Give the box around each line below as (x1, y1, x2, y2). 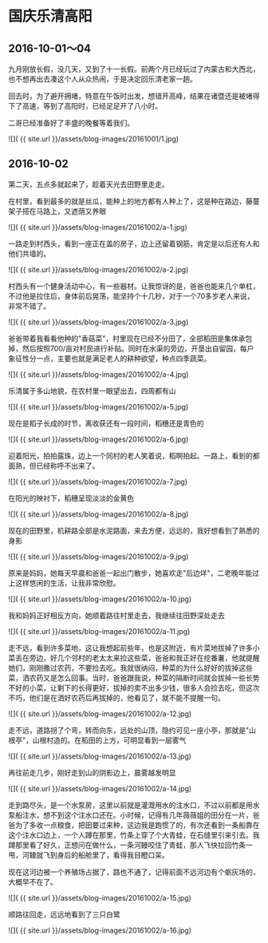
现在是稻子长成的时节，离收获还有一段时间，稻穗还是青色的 (8, 418, 204, 428)
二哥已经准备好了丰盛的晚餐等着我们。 (8, 118, 134, 128)
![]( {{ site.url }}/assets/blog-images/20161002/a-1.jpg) (8, 222, 187, 232)
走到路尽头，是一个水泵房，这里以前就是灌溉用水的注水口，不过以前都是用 (8, 800, 253, 810)
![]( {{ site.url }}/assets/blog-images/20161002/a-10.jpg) (8, 594, 192, 604)
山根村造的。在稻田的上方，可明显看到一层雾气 (32, 735, 187, 745)
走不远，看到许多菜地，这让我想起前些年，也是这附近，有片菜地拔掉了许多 (8, 643, 253, 652)
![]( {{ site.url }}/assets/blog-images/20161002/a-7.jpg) (8, 477, 187, 486)
